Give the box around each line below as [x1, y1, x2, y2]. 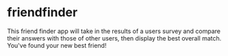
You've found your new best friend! [7, 41, 107, 49]
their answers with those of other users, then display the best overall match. [7, 34, 222, 42]
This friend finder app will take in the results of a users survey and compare [7, 27, 221, 35]
